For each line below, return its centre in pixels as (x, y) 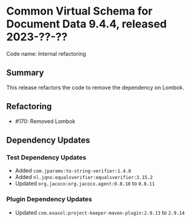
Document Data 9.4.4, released (86, 24)
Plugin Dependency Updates (49, 200)
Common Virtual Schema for (79, 11)
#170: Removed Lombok (45, 121)
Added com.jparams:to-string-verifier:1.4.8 (73, 170)
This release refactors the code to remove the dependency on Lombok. (95, 87)
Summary (25, 73)
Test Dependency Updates (46, 157)
